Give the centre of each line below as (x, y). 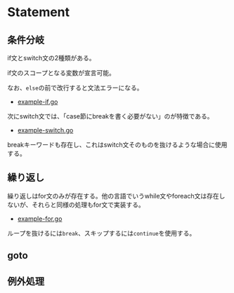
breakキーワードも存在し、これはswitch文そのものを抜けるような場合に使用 (117, 145)
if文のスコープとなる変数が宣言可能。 (61, 73)
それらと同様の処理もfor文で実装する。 (88, 205)
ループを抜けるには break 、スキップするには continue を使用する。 (102, 233)
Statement (39, 12)
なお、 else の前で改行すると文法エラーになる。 (75, 88)
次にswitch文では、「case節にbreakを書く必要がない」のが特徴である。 (110, 116)
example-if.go (38, 102)
